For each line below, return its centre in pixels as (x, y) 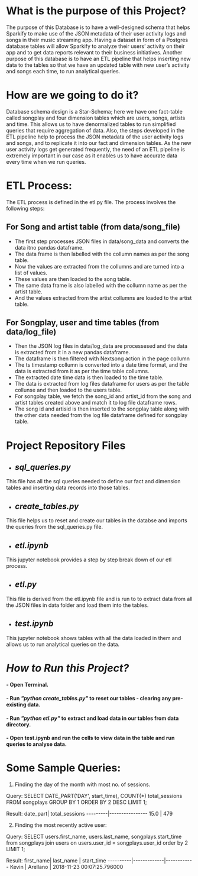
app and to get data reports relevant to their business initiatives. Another (94, 52)
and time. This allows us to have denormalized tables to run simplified (91, 124)
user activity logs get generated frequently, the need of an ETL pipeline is (95, 149)
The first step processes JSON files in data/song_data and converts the (102, 241)
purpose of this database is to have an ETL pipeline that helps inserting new (98, 59)
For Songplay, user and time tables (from (83, 323)
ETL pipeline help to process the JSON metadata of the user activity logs (95, 137)
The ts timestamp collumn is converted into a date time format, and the (101, 365)
